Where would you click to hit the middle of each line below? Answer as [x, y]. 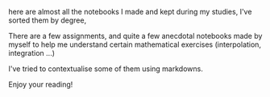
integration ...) [31, 53]
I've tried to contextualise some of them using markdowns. [106, 69]
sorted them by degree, [48, 20]
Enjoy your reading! [41, 84]
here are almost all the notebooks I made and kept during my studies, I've [130, 12]
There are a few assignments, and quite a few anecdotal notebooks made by [135, 36]
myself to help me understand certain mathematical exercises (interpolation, [135, 44]
